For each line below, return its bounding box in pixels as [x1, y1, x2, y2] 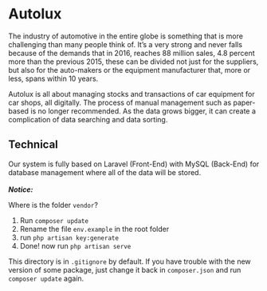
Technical [8, 138, 58, 152]
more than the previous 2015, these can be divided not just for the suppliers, [8, 57, 259, 66]
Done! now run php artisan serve [19, 241, 132, 250]
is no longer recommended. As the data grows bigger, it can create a [30, 106, 257, 116]
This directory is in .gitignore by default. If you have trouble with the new [8, 257, 251, 266]
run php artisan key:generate [19, 233, 120, 242]
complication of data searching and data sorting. [8, 114, 168, 124]
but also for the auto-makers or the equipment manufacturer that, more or [8, 65, 251, 74]
